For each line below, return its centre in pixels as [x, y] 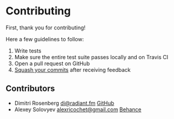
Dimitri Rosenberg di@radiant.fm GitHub [64, 103]
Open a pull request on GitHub [52, 63]
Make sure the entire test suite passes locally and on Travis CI [91, 57]
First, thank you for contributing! [45, 28]
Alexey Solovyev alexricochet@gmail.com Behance [78, 109]
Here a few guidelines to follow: [45, 39]
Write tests [28, 51]
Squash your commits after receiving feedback [72, 69]
